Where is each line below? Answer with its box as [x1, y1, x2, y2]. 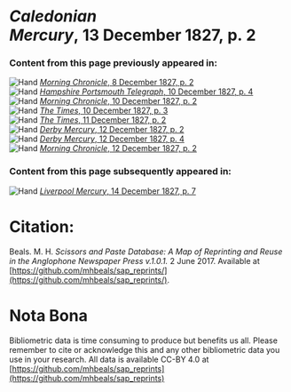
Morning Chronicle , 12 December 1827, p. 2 [39, 143, 198, 154]
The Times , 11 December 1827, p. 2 [39, 115, 167, 125]
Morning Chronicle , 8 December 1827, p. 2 [39, 77, 194, 88]
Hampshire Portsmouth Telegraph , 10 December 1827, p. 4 [39, 86, 254, 97]
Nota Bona [9, 305, 89, 325]
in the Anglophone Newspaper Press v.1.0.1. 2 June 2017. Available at [9, 255, 260, 266]
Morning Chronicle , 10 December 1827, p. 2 [39, 96, 198, 107]
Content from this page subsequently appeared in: [9, 165, 232, 178]
